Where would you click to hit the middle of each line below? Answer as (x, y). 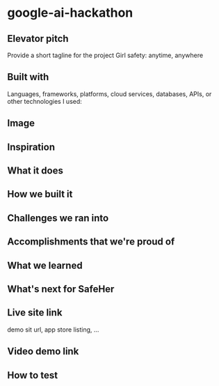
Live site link (35, 312)
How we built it (40, 194)
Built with (28, 77)
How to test (32, 375)
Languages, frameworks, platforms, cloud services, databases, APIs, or (109, 94)
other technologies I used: (44, 101)
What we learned (45, 265)
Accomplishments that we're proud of (91, 242)
